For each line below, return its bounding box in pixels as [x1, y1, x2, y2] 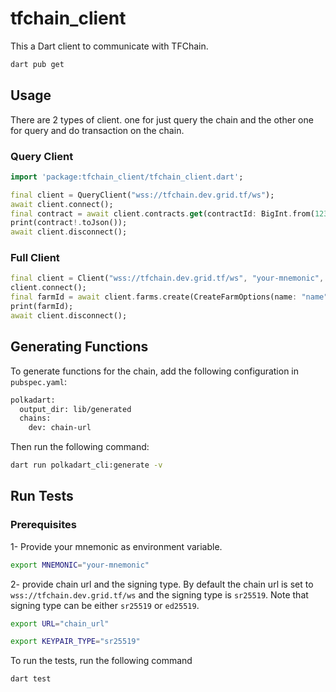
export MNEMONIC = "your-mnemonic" [10, 560, 150, 570]
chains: [19, 413, 52, 424]
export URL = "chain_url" [10, 618, 110, 629]
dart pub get [10, 59, 65, 69]
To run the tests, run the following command [10, 655, 193, 667]
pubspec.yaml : [10, 375, 67, 387]
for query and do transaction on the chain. [10, 124, 185, 136]
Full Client [10, 251, 60, 265]
